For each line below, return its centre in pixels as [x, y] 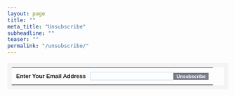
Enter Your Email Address [51, 76]
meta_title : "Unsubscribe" [47, 26]
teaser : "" [23, 40]
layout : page [26, 14]
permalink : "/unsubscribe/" [48, 46]
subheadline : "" [31, 33]
